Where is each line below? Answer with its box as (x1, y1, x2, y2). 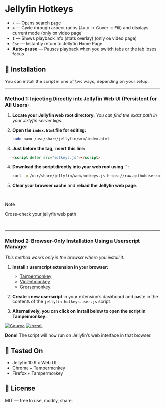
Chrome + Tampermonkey (12, 365, 65, 371)
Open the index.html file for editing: (12, 127, 87, 133)
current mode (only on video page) (12, 30, 83, 36)
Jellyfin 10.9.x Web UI (12, 359, 56, 365)
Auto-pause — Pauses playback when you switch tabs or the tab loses (12, 46, 157, 52)
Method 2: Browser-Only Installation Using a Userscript (5, 237, 140, 244)
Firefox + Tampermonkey (12, 370, 63, 376)
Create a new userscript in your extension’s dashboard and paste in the (12, 293, 158, 299)
